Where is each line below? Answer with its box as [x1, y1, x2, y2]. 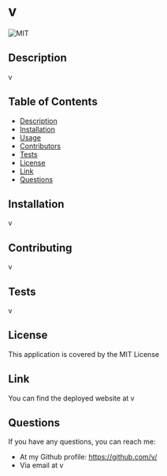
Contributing [8, 241, 72, 255]
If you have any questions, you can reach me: [8, 437, 156, 447]
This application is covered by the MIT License [8, 349, 160, 359]
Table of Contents [8, 95, 98, 109]
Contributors [19, 141, 61, 151]
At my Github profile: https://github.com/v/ [19, 452, 158, 462]
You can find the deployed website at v [8, 393, 135, 403]
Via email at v [19, 460, 64, 470]
